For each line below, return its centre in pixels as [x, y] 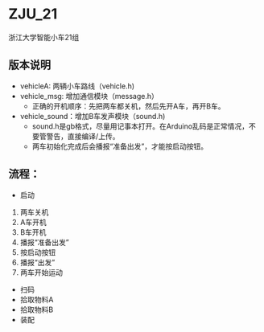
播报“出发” [37, 262]
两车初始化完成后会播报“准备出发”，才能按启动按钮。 [120, 146]
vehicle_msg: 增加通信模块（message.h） [89, 96]
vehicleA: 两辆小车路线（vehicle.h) [77, 86]
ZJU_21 [33, 14]
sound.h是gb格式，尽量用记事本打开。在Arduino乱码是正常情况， [140, 126]
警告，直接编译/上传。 [83, 136]
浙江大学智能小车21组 [44, 37]
